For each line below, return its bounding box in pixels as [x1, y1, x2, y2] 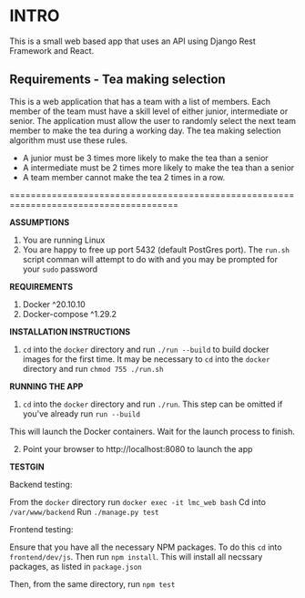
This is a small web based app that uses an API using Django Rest [9, 36, 257, 46]
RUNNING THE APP [9, 380, 84, 392]
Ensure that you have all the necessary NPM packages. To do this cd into [9, 541, 282, 552]
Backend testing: [9, 479, 73, 490]
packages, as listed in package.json [9, 561, 143, 572]
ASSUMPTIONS [9, 216, 70, 228]
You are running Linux [22, 234, 106, 245]
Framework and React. [9, 45, 95, 56]
